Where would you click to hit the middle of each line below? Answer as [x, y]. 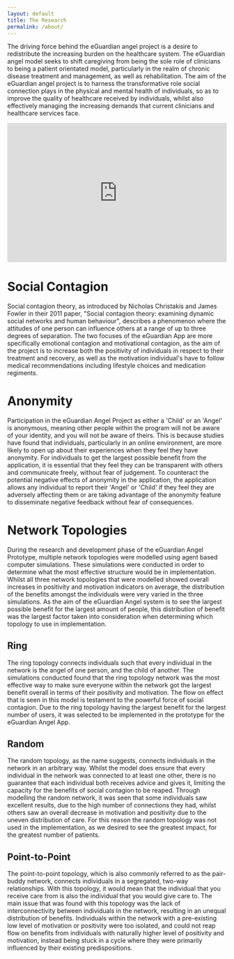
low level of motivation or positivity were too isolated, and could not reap [111, 925]
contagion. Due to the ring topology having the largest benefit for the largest [117, 707]
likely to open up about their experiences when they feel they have [103, 450]
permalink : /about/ [36, 27]
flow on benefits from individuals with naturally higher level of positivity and [116, 933]
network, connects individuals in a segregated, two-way [108, 881]
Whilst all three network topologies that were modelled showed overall [108, 579]
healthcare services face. [44, 113]
